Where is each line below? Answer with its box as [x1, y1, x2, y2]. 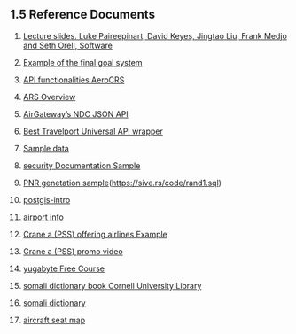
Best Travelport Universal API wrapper [22, 126, 163, 136]
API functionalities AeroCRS [22, 74, 125, 85]
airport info [22, 212, 65, 222]
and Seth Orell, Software [22, 40, 113, 50]
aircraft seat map [22, 315, 86, 325]
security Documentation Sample [22, 159, 141, 171]
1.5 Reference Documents [10, 7, 156, 22]
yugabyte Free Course [22, 263, 105, 274]
